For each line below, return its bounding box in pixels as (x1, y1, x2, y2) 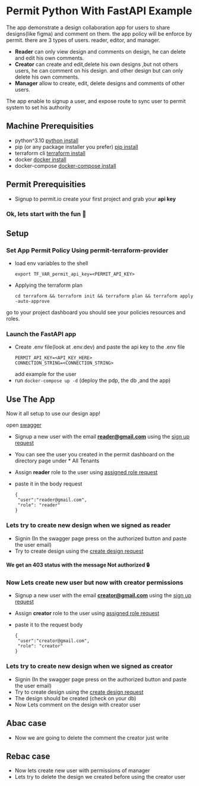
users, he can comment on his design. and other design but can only (14, 67, 183, 74)
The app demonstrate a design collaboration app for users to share (6, 24, 170, 31)
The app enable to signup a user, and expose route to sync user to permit (6, 97, 186, 105)
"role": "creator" (17, 643, 64, 649)
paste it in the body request (14, 480, 83, 487)
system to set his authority (6, 104, 71, 111)
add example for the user (14, 371, 77, 378)
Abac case (6, 718, 46, 728)
